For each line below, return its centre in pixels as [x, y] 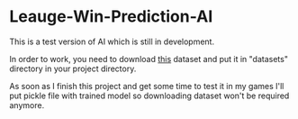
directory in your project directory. [73, 69]
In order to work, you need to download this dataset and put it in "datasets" [149, 59]
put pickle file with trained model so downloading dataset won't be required [149, 96]
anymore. [27, 105]
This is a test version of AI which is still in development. [112, 41]
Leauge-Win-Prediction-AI [111, 17]
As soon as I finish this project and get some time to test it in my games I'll [147, 86]
